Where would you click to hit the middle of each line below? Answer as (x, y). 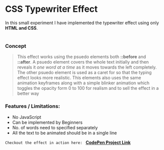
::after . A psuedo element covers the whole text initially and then (83, 62)
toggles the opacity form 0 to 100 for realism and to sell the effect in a (88, 88)
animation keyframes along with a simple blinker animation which (83, 83)
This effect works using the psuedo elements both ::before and (82, 57)
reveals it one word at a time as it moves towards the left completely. (87, 67)
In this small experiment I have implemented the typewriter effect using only (82, 23)
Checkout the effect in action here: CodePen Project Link (68, 142)
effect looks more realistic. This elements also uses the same (79, 78)
